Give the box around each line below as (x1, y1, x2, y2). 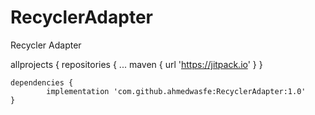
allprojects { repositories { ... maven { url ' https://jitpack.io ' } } (10, 58, 263, 70)
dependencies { (10, 77, 74, 88)
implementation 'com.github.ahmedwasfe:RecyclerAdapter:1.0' (46, 86, 307, 96)
